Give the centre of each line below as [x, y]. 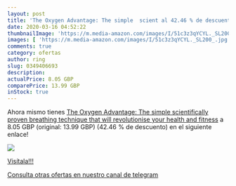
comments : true [29, 46]
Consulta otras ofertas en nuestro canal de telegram [83, 175]
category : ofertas [34, 53]
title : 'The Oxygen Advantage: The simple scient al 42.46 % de [105, 20]
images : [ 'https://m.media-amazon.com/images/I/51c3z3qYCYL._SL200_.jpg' [119, 40]
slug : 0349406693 [33, 66]
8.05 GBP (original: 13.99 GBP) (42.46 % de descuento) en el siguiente [110, 127]
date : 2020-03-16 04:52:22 [47, 27]
